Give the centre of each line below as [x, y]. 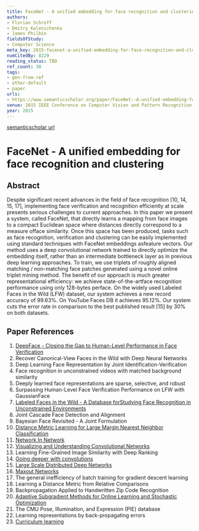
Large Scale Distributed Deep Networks [63, 465]
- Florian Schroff [29, 22]
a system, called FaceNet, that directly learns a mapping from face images [97, 219]
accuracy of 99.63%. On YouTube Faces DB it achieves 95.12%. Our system [99, 300]
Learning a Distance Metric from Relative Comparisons [82, 484]
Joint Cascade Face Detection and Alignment [70, 415]
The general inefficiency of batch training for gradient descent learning [102, 478]
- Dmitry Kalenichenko [35, 28]
